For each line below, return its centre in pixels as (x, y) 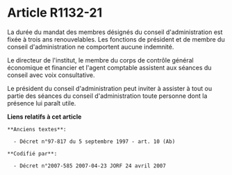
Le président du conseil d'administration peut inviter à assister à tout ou (110, 88)
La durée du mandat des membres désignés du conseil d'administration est (115, 32)
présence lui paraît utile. (42, 103)
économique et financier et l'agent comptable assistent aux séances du (109, 67)
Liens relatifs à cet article (44, 117)
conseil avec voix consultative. (51, 75)
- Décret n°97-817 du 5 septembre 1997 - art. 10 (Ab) (94, 141)
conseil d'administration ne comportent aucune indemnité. (91, 47)
